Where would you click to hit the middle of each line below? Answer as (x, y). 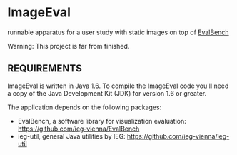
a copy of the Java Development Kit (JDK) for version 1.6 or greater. (107, 93)
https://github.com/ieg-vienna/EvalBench (79, 129)
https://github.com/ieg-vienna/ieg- (178, 136)
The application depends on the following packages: (85, 107)
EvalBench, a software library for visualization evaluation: (102, 121)
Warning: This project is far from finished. (69, 46)
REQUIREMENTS (45, 69)
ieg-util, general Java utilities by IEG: (72, 136)
